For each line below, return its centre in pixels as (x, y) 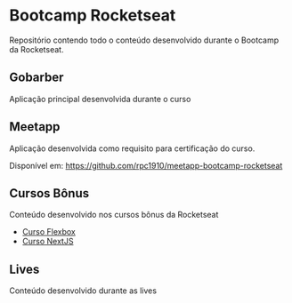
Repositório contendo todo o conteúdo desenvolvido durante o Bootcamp (144, 40)
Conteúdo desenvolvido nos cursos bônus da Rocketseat (114, 215)
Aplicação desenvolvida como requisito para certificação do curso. (132, 148)
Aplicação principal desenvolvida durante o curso (100, 99)
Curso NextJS (48, 242)
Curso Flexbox (49, 232)
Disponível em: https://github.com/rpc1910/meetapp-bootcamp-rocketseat (146, 165)
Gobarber (36, 78)
